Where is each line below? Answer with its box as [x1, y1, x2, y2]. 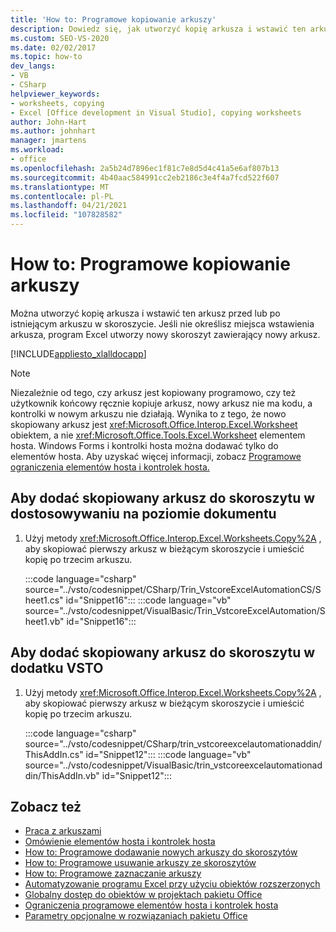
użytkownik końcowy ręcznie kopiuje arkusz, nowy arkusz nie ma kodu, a [10, 397, 313, 409]
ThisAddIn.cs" [24, 748, 84, 760]
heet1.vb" [24, 615, 65, 627]
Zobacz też [10, 798, 82, 815]
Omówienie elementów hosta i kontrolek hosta [24, 836, 216, 848]
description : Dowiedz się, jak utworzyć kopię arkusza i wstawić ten [10, 24, 307, 34]
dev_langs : [10, 61, 56, 71]
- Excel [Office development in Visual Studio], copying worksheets [10, 107, 302, 118]
